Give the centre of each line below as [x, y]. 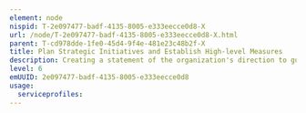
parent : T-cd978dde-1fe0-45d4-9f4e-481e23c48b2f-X [107, 43]
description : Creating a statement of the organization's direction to [148, 60]
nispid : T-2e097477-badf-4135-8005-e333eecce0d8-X [107, 26]
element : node [36, 18]
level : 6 [26, 69]
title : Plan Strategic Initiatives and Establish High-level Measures [146, 52]
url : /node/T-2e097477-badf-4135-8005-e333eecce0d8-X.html [124, 35]
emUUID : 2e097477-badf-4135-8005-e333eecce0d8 [99, 77]
